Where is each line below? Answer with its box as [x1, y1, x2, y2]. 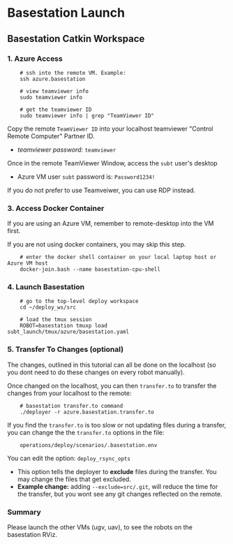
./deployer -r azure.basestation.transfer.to [20, 409, 155, 416]
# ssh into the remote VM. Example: [20, 69, 127, 76]
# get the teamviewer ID [20, 106, 92, 113]
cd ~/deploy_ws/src [20, 304, 77, 311]
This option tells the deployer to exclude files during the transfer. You [17, 467, 217, 476]
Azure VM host [7, 260, 49, 267]
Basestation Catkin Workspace [7, 33, 145, 45]
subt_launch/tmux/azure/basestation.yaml [7, 328, 130, 336]
